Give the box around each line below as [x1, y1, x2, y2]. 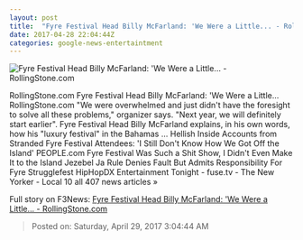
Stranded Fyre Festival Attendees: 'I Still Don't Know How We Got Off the [9, 138, 280, 149]
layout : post [9, 13, 59, 23]
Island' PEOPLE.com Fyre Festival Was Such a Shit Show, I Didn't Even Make [9, 148, 293, 159]
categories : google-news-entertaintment [9, 38, 164, 48]
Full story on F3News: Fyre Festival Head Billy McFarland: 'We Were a [9, 194, 269, 205]
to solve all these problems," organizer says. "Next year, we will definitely [9, 109, 281, 120]
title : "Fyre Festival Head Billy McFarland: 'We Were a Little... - [9, 22, 280, 31]
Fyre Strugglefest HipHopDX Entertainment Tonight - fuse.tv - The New [9, 167, 275, 178]
